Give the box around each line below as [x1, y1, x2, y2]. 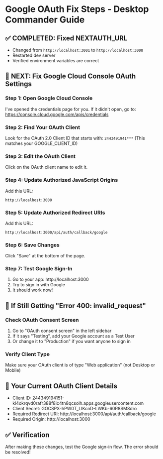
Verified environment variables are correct [12, 58, 99, 63]
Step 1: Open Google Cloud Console [5, 95, 93, 102]
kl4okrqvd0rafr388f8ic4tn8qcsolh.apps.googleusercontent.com [12, 400, 144, 406]
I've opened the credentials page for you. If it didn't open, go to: [5, 106, 136, 112]
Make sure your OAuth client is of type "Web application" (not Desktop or [5, 362, 156, 368]
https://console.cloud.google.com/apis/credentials [5, 111, 109, 117]
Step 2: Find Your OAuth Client [5, 123, 81, 130]
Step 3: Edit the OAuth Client [5, 153, 76, 160]
